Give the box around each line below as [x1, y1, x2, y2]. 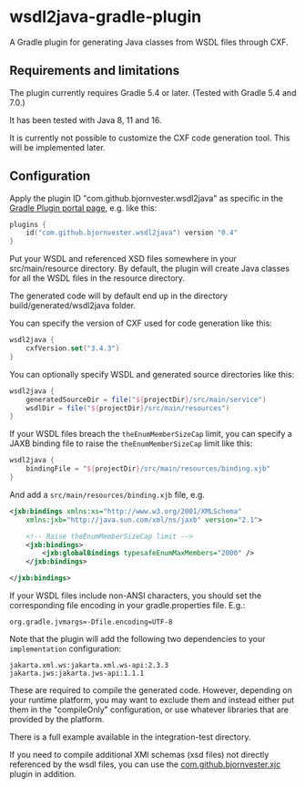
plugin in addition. [9, 769, 77, 780]
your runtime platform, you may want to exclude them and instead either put [9, 695, 295, 706]
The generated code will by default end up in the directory [9, 290, 229, 302]
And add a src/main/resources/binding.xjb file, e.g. [9, 489, 205, 500]
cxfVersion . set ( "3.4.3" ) [25, 344, 120, 353]
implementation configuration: [9, 643, 122, 654]
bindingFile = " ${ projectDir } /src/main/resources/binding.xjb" [25, 464, 271, 473]
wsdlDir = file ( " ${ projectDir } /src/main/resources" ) [25, 403, 230, 412]
